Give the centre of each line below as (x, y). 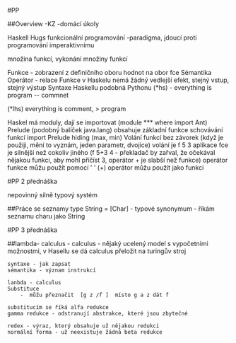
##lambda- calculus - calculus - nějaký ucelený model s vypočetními (108, 244)
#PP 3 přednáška (33, 230)
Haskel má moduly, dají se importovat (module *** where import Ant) (107, 122)
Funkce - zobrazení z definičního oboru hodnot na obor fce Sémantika (110, 72)
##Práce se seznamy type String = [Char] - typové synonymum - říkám (111, 209)
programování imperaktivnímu (51, 45)
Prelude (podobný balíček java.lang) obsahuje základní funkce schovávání (115, 130)
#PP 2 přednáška (33, 181)
